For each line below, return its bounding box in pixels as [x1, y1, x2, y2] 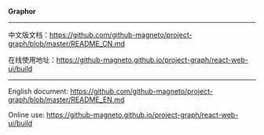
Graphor [8, 7, 36, 16]
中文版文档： [8, 31, 49, 39]
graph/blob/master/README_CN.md [8, 39, 126, 48]
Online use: [8, 110, 45, 119]
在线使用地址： [8, 55, 57, 64]
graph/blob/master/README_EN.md [8, 95, 125, 104]
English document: [8, 86, 69, 96]
